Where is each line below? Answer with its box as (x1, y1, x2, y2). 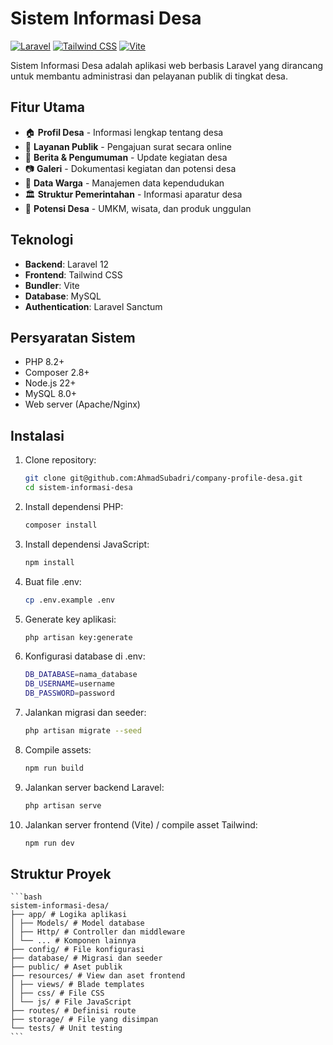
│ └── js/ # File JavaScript (10, 997, 132, 1007)
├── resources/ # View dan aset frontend (10, 971, 186, 981)
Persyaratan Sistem (10, 329, 136, 346)
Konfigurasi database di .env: (24, 650, 146, 662)
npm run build (24, 763, 84, 773)
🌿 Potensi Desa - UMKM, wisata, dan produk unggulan (24, 202, 252, 214)
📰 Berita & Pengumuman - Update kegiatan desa (24, 151, 228, 163)
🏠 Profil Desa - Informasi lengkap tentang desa (24, 126, 224, 138)
